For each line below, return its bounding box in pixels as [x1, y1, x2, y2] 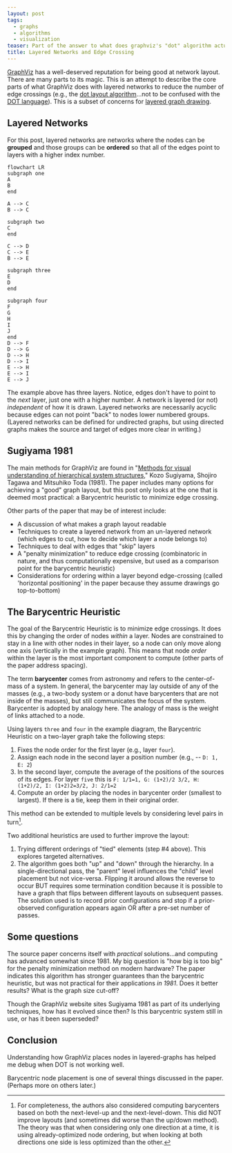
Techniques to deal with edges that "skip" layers [17, 542, 155, 550]
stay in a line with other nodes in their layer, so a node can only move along [7, 639, 222, 648]
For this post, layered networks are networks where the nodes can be [7, 136, 205, 144]
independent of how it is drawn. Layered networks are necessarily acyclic [7, 403, 217, 411]
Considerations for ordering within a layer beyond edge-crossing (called [17, 571, 223, 579]
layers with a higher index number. [7, 150, 106, 159]
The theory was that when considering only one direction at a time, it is [17, 1123, 220, 1132]
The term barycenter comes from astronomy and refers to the [7, 675, 184, 683]
